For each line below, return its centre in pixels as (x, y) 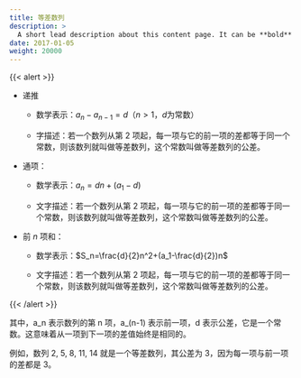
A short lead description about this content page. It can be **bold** (155, 34)
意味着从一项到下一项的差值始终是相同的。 (112, 334)
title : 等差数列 (37, 18)
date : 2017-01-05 (42, 43)
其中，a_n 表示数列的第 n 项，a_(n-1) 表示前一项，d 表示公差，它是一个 (141, 322)
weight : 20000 (36, 51)
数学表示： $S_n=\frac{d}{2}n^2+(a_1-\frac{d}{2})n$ (132, 255)
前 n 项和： (43, 236)
